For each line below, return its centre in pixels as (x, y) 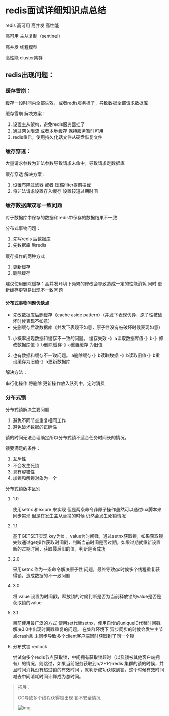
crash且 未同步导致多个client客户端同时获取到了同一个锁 (76, 636)
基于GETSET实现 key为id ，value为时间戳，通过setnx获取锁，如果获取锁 (88, 536)
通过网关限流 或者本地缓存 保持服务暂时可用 (58, 131)
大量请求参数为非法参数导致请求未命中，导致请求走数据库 (65, 163)
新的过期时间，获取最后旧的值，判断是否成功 (59, 549)
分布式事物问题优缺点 (27, 303)
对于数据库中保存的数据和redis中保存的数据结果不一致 (61, 218)
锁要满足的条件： (23, 448)
